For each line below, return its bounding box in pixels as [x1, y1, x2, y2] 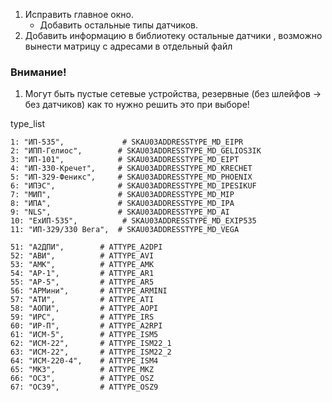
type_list [10, 118, 46, 130]
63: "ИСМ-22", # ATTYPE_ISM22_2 [10, 347, 172, 358]
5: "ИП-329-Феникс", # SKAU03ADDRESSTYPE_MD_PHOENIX [10, 172, 253, 183]
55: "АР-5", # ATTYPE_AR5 [10, 277, 155, 288]
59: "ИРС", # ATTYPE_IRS [10, 312, 155, 323]
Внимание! [10, 65, 67, 79]
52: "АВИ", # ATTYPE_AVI [10, 251, 155, 261]
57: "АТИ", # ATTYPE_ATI [10, 295, 155, 305]
